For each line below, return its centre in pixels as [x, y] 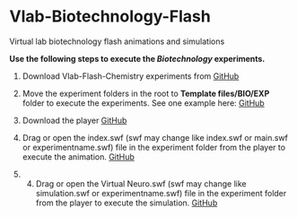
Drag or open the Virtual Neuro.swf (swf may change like [141, 183]
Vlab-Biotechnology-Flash [110, 17]
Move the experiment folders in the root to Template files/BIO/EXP [146, 93]
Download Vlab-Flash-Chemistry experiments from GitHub [131, 76]
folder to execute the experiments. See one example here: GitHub [143, 103]
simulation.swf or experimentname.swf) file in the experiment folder [161, 193]
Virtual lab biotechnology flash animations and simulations [117, 41]
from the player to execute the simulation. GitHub [127, 203]
